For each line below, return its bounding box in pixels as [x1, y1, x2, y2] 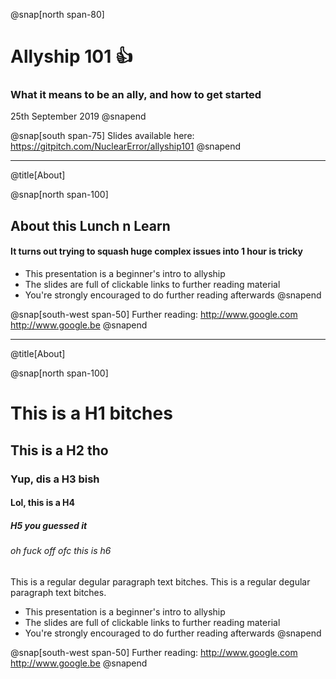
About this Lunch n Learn [10, 217, 171, 234]
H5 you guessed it [10, 519, 88, 531]
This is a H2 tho [10, 442, 109, 459]
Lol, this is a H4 [10, 497, 76, 509]
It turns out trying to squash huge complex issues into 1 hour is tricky [10, 245, 303, 258]
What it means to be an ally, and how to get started [10, 88, 262, 102]
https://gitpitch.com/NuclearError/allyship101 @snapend [10, 140, 242, 153]
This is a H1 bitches [10, 402, 173, 425]
